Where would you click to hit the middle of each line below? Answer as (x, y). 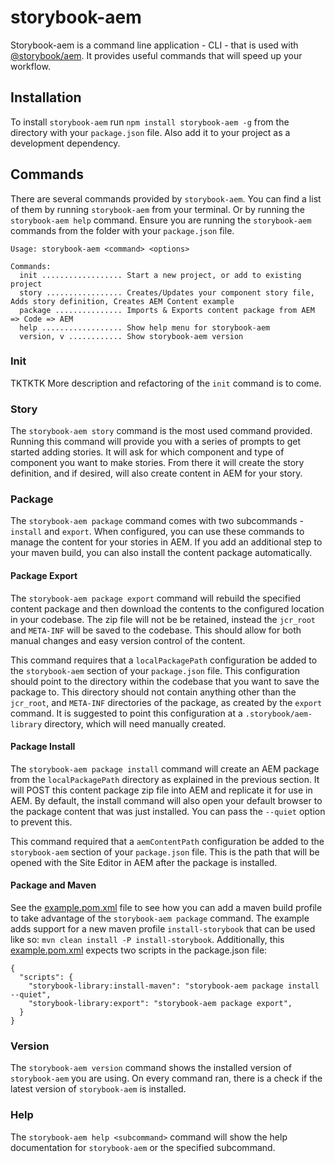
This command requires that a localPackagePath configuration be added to (164, 660)
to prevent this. (41, 822)
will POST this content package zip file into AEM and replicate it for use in (161, 790)
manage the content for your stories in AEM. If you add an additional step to (166, 542)
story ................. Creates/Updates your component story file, (167, 292)
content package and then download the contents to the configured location (167, 608)
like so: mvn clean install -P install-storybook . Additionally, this (147, 940)
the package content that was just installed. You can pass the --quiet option (168, 811)
